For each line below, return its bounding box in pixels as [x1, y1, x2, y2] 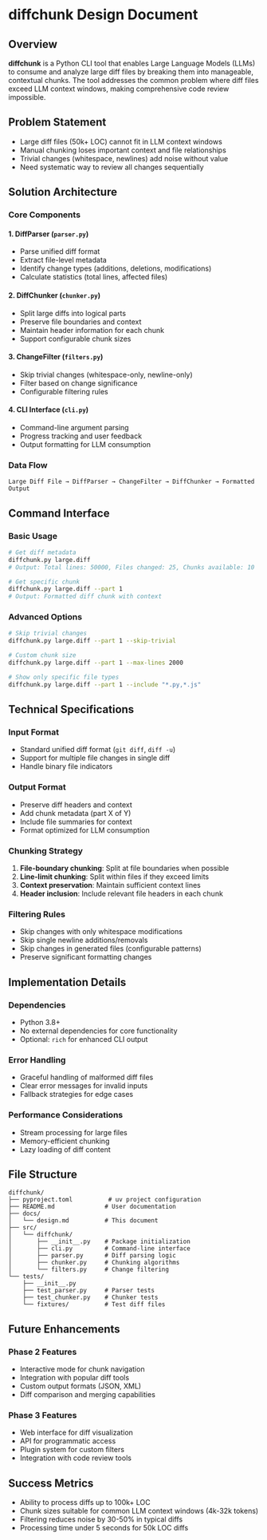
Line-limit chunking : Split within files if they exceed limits [19, 872, 210, 881]
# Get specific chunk [8, 577, 80, 586]
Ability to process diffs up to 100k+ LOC [19, 1498, 151, 1507]
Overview [8, 38, 58, 51]
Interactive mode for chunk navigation [19, 1364, 145, 1374]
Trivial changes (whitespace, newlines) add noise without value [19, 153, 229, 163]
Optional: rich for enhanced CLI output [19, 1034, 148, 1043]
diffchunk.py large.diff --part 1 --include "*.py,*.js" [8, 680, 202, 688]
